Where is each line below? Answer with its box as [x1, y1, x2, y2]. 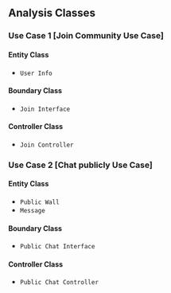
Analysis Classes [8, 6, 95, 20]
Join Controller [19, 141, 74, 149]
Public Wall [19, 198, 60, 206]
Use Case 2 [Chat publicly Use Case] [8, 159, 153, 170]
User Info [19, 69, 53, 77]
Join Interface [19, 105, 71, 113]
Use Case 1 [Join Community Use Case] [8, 30, 165, 41]
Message [19, 207, 45, 215]
